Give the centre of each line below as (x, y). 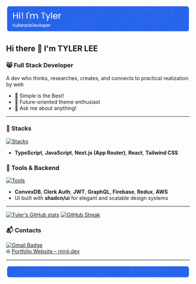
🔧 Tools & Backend (33, 168)
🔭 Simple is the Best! (39, 95)
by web (15, 84)
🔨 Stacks (19, 129)
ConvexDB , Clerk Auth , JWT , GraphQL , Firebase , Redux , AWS (91, 192)
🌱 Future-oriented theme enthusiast (57, 102)
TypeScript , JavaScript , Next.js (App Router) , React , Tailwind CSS (96, 153)
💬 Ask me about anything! (45, 108)
